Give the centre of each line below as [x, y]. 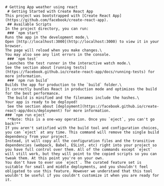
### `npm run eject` [26, 115]
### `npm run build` [28, 80]
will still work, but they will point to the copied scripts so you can [81, 154]
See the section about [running [38, 68]
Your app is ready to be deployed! [41, 102]
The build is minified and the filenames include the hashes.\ [73, 98]
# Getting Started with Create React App [50, 11]
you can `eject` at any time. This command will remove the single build [82, 132]
